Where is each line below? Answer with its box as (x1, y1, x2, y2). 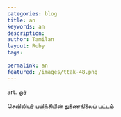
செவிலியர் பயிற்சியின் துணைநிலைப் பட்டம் (7, 102, 115, 110)
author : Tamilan (7, 36, 54, 43)
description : (7, 29, 45, 37)
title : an (7, 17, 36, 24)
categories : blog (7, 10, 58, 17)
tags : (7, 49, 23, 56)
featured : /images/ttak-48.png (7, 68, 98, 75)
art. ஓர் (7, 88, 27, 96)
